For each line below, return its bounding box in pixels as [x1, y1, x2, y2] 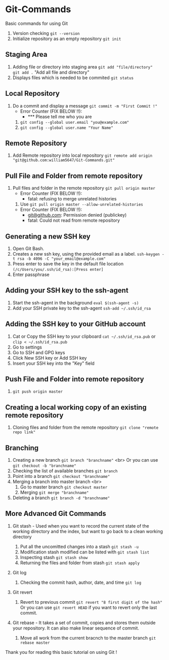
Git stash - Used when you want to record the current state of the [12, 523, 149, 529]
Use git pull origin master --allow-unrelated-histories [20, 201, 143, 207]
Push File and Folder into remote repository [5, 375, 144, 384]
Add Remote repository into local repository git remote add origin [12, 152, 153, 158]
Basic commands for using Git [5, 20, 68, 26]
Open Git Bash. [12, 246, 45, 252]
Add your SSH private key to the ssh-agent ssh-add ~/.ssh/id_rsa [12, 305, 151, 311]
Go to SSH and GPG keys [12, 349, 65, 356]
